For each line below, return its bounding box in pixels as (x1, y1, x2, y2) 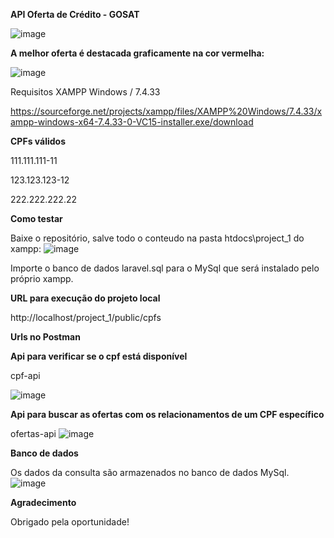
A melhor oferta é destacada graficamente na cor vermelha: (10, 47, 265, 59)
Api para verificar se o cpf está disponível (10, 350, 188, 362)
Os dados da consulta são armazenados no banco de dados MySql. (10, 467, 290, 478)
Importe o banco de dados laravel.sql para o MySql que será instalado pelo (10, 262, 320, 274)
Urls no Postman (10, 331, 81, 343)
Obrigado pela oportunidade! (10, 516, 130, 528)
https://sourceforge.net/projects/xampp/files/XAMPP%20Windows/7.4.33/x (10, 105, 323, 117)
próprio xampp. (10, 273, 74, 284)
